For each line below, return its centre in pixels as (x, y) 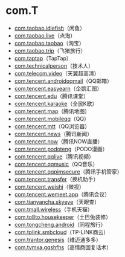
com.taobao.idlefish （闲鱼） (50, 28)
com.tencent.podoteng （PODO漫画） (61, 149)
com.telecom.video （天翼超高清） (57, 73)
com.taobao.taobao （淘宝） (50, 43)
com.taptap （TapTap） (43, 58)
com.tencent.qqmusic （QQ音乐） (56, 164)
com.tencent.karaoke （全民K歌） (56, 103)
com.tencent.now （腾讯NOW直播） (59, 141)
